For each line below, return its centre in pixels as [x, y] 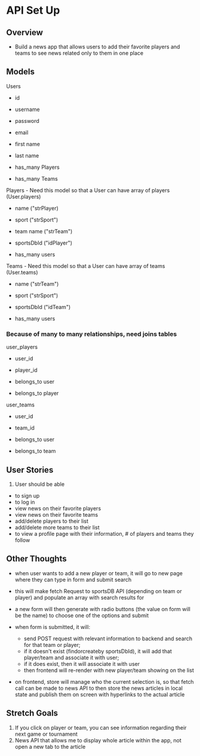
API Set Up [33, 10]
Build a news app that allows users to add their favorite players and [97, 47]
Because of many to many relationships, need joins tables [92, 334]
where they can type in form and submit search [73, 579]
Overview [25, 33]
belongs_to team [35, 451]
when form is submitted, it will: [53, 627]
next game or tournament [46, 734]
